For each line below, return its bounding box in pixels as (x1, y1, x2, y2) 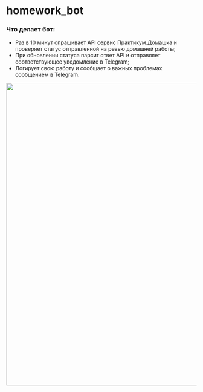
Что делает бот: (6, 25, 56, 34)
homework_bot (6, 4, 84, 18)
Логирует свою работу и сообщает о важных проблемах (14, 65, 163, 72)
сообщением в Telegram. (14, 71, 80, 79)
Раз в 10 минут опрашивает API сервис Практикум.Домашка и (14, 39, 177, 46)
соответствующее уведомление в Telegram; (14, 58, 130, 65)
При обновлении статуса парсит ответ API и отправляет (14, 52, 161, 59)
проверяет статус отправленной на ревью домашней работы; (14, 45, 176, 53)
